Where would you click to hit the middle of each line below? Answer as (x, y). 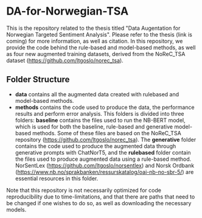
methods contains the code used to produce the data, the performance (105, 107)
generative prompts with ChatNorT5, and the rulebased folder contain (103, 152)
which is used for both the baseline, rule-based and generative (94, 127)
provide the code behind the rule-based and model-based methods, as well (101, 47)
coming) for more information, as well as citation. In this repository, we (95, 41)
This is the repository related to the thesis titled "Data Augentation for (93, 28)
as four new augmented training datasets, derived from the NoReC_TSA (96, 54)
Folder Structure (38, 79)
